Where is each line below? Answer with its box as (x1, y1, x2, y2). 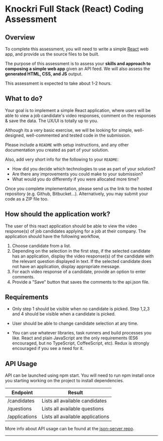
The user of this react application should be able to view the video (5, 223, 137, 229)
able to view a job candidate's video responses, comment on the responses (5, 112, 156, 118)
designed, (5, 132, 25, 138)
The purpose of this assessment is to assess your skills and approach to (5, 61, 151, 66)
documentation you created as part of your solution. (5, 147, 109, 153)
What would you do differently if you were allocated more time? (12, 176, 139, 182)
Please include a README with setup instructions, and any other (5, 142, 129, 147)
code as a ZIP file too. (5, 196, 49, 202)
